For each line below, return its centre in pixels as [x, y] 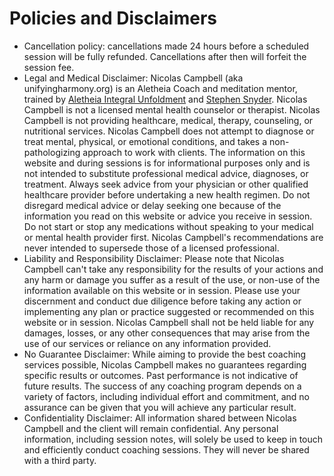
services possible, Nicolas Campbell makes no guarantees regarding [165, 364]
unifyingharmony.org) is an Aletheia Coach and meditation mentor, [160, 88]
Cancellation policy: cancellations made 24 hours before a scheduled [166, 46]
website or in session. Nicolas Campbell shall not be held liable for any [169, 322]
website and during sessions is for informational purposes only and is [167, 163]
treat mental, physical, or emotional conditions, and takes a [145, 141]
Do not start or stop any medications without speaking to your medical [168, 226]
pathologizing [52, 152]
